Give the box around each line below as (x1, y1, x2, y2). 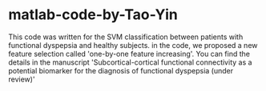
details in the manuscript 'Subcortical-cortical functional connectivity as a (8, 57, 252, 67)
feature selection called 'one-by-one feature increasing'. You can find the (8, 49, 251, 58)
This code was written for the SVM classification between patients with (8, 32, 244, 42)
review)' (8, 74, 35, 84)
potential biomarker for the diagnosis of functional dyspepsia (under (8, 65, 234, 75)
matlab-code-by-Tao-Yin (8, 6, 178, 24)
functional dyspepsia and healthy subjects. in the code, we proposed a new (8, 40, 258, 49)
